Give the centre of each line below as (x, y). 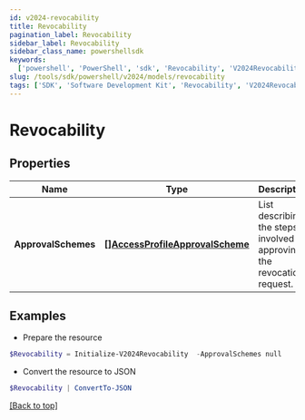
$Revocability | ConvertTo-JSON (70, 388)
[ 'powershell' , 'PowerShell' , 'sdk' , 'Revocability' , (121, 69)
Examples (38, 316)
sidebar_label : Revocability (64, 43)
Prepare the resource (62, 337)
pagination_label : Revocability (70, 34)
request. (276, 284)
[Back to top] (34, 405)
